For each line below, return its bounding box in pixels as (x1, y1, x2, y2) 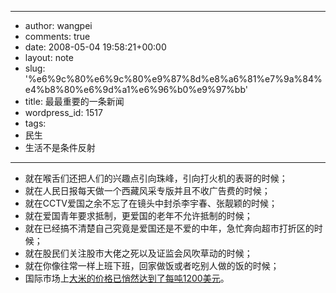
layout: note (24, 52, 74, 63)
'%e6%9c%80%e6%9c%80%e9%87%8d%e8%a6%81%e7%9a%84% (24, 73, 323, 85)
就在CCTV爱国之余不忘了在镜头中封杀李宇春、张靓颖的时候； (24, 197, 278, 209)
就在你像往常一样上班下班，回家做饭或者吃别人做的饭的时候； (24, 260, 280, 271)
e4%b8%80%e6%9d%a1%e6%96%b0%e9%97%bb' (24, 84, 248, 95)
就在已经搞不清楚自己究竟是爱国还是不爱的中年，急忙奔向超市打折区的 (24, 222, 315, 234)
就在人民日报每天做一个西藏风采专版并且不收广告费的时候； (24, 185, 271, 196)
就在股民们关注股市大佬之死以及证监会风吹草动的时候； (24, 247, 253, 259)
